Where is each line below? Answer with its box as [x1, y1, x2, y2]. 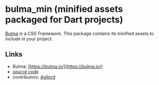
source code [12, 69, 39, 75]
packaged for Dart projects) [5, 14, 123, 25]
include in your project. [5, 36, 53, 42]
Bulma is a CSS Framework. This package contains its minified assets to [5, 30, 154, 36]
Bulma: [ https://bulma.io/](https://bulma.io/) [12, 63, 103, 69]
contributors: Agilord [12, 74, 56, 80]
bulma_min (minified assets [5, 3, 123, 15]
